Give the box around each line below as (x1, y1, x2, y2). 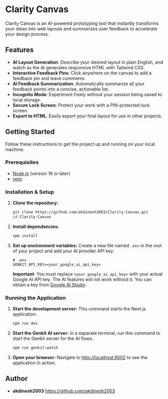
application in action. (12, 360, 57, 366)
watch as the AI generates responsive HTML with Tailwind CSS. (12, 64, 145, 70)
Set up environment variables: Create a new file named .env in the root (12, 242, 162, 248)
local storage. (12, 97, 41, 103)
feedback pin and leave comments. (12, 75, 86, 81)
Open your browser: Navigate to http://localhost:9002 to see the (12, 354, 148, 360)
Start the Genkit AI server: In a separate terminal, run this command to (12, 330, 160, 336)
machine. (5, 146, 25, 152)
